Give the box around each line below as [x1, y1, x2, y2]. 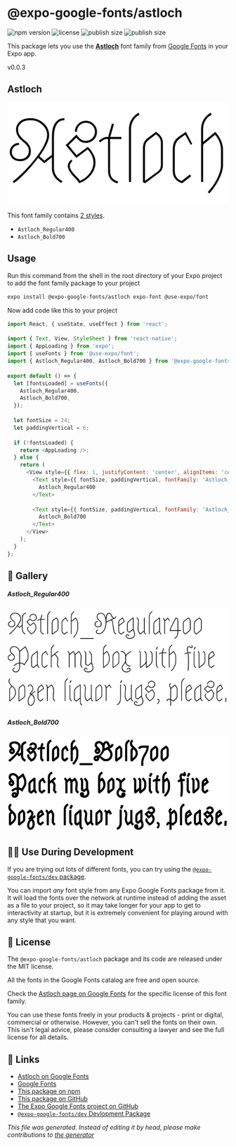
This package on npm [17, 1087, 81, 1095]
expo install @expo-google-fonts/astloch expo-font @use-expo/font [7, 293, 209, 300]
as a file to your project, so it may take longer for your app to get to [7, 900, 202, 909]
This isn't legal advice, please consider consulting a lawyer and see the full [7, 1026, 225, 1034]
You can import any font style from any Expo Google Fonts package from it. [7, 886, 226, 894]
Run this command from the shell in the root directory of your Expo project [7, 271, 223, 279]
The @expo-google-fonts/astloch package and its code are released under [7, 955, 223, 963]
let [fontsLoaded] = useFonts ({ [13, 380, 109, 387]
